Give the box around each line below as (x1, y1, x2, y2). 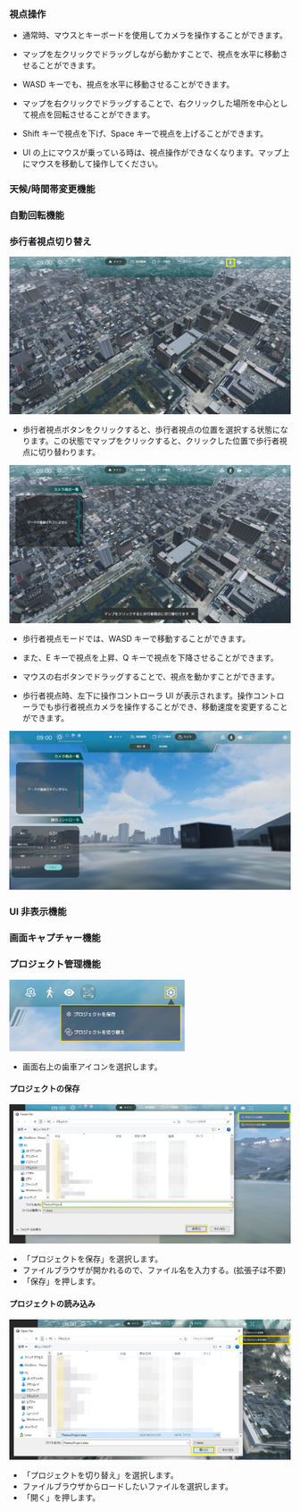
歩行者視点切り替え (9, 235, 92, 248)
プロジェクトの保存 (9, 1084, 80, 1094)
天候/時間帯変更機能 (9, 183, 96, 196)
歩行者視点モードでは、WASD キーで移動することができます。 (21, 633, 251, 645)
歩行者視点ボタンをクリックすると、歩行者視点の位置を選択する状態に (21, 425, 281, 435)
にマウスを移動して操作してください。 (21, 158, 163, 169)
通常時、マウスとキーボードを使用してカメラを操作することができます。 (21, 30, 287, 41)
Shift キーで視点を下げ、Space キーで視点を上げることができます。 (21, 128, 269, 139)
